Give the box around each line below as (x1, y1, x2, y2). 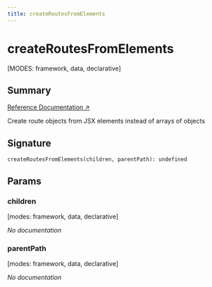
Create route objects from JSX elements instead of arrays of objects (7, 117, 206, 126)
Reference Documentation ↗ (7, 103, 90, 111)
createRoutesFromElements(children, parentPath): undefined (7, 156, 188, 163)
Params (7, 175, 42, 187)
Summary (7, 84, 51, 96)
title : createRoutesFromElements (7, 10, 106, 18)
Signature (7, 137, 51, 149)
